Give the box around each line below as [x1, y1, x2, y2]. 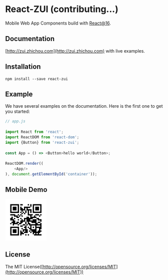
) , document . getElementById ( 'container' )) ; [5, 172, 97, 177]
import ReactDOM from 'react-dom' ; [5, 135, 79, 140]
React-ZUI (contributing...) [5, 4, 118, 15]
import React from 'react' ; [5, 129, 64, 135]
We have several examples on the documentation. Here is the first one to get [5, 103, 163, 109]
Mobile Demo [5, 185, 47, 194]
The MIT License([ [5, 263, 43, 269]
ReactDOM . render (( [5, 161, 43, 166]
